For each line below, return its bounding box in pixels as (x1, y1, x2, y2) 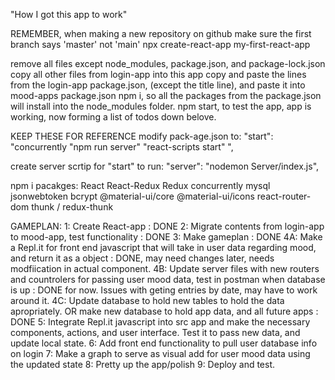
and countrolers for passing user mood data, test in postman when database (10, 274, 326, 285)
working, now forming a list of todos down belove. (10, 111, 217, 123)
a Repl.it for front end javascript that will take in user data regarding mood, (10, 242, 317, 253)
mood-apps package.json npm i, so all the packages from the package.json (10, 90, 322, 101)
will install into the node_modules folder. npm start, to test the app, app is (10, 100, 312, 112)
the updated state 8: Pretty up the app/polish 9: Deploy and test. (10, 359, 276, 370)
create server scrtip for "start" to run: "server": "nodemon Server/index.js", (10, 160, 320, 172)
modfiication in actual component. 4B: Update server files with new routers (10, 263, 320, 274)
